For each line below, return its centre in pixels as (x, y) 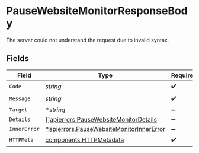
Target (18, 110)
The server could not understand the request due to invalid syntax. (88, 40)
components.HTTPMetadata (85, 140)
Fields (18, 58)
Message (20, 99)
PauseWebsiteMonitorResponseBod (97, 11)
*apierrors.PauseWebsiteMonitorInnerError (105, 129)
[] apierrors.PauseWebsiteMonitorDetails (101, 119)
